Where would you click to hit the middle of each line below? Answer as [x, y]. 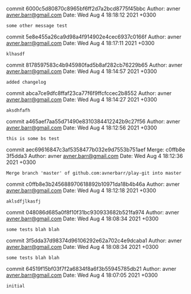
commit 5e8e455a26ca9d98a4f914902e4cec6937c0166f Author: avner [94, 37]
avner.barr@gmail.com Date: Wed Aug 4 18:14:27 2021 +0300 [82, 99]
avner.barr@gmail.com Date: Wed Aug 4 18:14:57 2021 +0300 [82, 71]
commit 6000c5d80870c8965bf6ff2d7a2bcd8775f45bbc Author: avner [93, 9]
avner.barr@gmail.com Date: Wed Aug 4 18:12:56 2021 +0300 [82, 128]
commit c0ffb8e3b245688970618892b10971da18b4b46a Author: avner [93, 184]
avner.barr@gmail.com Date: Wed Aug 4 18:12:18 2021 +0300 [81, 190]
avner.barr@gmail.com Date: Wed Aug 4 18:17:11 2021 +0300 [80, 43]
